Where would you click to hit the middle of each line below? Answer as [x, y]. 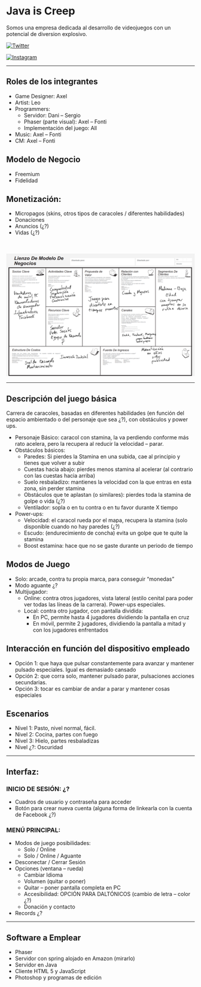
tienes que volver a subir [54, 463]
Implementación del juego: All [60, 128]
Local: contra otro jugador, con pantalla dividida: [83, 611]
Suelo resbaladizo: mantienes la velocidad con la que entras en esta [108, 482]
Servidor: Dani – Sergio [52, 115]
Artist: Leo [28, 102]
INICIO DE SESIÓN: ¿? [38, 789]
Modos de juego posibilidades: [53, 843]
